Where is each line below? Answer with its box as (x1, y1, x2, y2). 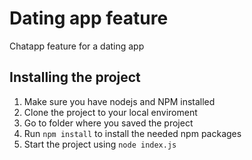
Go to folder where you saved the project (23, 117, 194, 129)
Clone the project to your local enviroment (23, 106, 198, 118)
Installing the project (9, 69, 141, 86)
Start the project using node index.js (23, 138, 177, 150)
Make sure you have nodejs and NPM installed (23, 95, 216, 107)
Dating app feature (9, 7, 169, 30)
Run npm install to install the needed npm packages (23, 127, 242, 139)
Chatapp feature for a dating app (9, 40, 145, 52)
